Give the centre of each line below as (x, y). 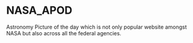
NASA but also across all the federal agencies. (64, 33)
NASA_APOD (39, 10)
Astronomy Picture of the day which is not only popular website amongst (96, 27)
